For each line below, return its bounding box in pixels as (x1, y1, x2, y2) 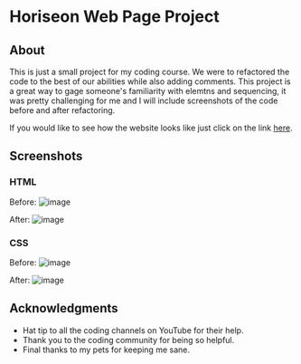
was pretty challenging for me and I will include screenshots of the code (9, 95, 278, 106)
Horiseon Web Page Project (9, 6, 220, 27)
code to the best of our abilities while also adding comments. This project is (9, 76, 291, 87)
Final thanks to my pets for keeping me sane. (22, 344, 190, 355)
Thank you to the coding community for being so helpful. (22, 334, 235, 345)
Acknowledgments (9, 301, 119, 316)
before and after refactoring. (9, 105, 116, 115)
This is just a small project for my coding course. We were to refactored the (9, 66, 290, 77)
